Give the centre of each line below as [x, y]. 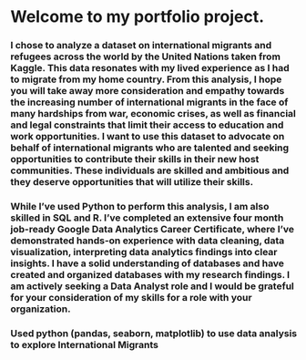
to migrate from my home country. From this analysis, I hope [146, 79]
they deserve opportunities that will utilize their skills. [132, 182]
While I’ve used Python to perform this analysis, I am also [140, 207]
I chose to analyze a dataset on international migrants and [141, 46]
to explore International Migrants [84, 345]
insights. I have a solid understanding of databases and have [148, 263]
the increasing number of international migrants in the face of [149, 102]
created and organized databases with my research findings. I [150, 275]
